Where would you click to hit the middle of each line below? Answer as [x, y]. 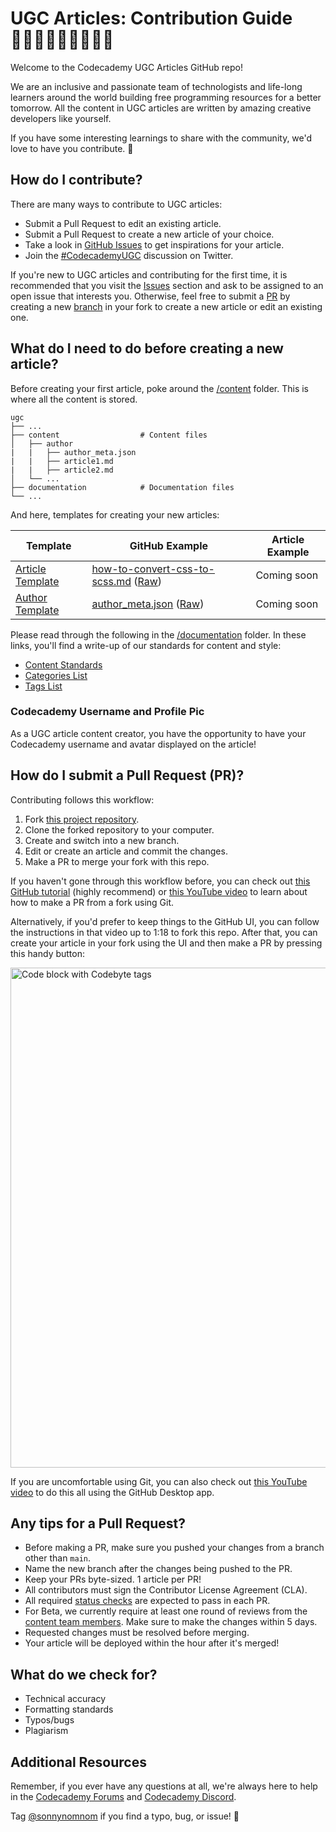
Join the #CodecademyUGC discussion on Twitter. [129, 255]
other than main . [58, 1558]
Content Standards [63, 664]
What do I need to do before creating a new [147, 348]
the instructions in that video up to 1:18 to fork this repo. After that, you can [164, 932]
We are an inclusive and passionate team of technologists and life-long [156, 86]
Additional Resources [78, 1762]
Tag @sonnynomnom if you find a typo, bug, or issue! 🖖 [125, 1816]
